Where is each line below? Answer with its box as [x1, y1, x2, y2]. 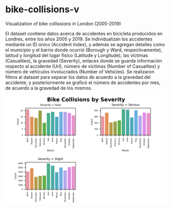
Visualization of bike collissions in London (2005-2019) [5, 20, 121, 27]
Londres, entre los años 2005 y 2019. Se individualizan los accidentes [5, 36, 153, 42]
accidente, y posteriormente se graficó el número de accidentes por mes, [5, 79, 161, 86]
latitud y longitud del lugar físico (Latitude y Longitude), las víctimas [5, 52, 148, 58]
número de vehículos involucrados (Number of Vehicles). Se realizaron [5, 68, 155, 75]
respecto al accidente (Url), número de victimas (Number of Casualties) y [5, 63, 160, 69]
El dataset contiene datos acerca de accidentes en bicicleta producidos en [5, 30, 163, 36]
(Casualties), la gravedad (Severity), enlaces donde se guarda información [5, 57, 162, 64]
